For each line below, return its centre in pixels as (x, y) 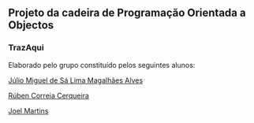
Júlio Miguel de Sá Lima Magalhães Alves (76, 80)
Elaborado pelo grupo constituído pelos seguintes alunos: (102, 65)
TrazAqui (26, 48)
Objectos (31, 26)
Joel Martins (28, 110)
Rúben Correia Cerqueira (49, 95)
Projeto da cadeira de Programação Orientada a (127, 13)
